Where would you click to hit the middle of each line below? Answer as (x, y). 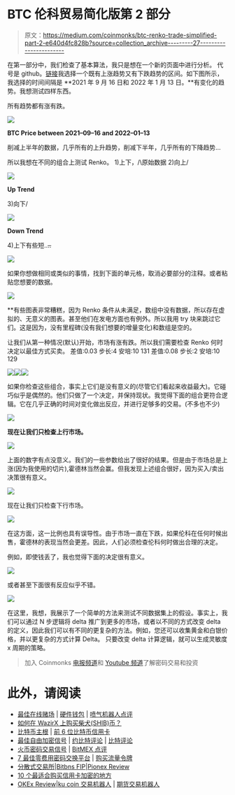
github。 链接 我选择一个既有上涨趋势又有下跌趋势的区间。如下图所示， (122, 73)
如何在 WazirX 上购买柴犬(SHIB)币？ (70, 723)
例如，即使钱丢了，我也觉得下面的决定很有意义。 (78, 557)
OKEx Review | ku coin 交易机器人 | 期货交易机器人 (88, 784)
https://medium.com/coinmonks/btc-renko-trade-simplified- (130, 35)
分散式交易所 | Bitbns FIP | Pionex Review (73, 766)
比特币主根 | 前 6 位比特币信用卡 (64, 731)
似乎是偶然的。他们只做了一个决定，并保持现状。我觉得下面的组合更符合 (117, 395)
